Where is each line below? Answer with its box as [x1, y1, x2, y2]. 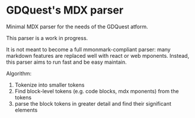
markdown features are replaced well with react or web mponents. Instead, [6, 52, 190, 59]
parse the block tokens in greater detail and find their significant [14, 100, 172, 107]
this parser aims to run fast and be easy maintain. [6, 58, 127, 65]
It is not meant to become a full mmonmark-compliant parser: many [6, 45, 171, 53]
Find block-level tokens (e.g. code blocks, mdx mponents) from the [14, 87, 179, 94]
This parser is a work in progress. [6, 34, 88, 41]
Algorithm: [6, 70, 31, 77]
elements [14, 106, 38, 113]
